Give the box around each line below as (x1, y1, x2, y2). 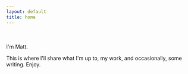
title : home (6, 14, 36, 20)
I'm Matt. (6, 43, 28, 50)
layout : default (6, 8, 46, 15)
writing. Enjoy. (6, 60, 41, 68)
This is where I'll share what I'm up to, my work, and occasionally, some (6, 54, 183, 62)
